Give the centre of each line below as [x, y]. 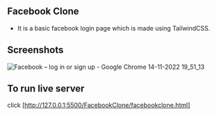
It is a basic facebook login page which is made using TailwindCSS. [114, 28]
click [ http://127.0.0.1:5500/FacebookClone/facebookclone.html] [99, 105]
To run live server [46, 89]
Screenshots [35, 50]
